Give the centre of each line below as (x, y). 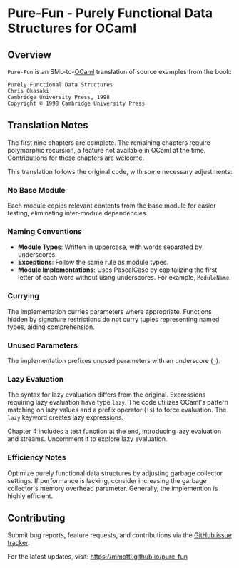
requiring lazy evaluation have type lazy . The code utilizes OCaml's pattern (118, 402)
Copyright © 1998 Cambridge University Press (76, 103)
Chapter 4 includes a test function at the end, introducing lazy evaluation (115, 431)
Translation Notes (48, 125)
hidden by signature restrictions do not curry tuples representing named (113, 319)
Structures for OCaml (72, 28)
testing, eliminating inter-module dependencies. (78, 213)
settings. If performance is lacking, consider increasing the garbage (107, 480)
